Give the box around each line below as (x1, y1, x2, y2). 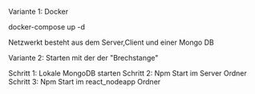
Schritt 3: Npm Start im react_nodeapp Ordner (8, 77, 161, 86)
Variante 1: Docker (8, 7, 69, 16)
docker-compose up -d (8, 22, 86, 31)
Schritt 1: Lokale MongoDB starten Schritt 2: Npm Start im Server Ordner (8, 69, 247, 78)
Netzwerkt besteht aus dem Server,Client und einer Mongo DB (8, 37, 214, 47)
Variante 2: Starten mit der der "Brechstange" (8, 53, 159, 62)
